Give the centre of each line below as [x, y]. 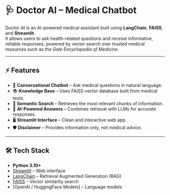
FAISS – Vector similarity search [46, 181]
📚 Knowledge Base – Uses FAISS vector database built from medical [85, 91]
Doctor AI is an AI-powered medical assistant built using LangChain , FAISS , [84, 28]
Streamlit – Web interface [39, 171]
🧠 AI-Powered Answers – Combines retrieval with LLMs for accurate [84, 109]
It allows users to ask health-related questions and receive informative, [79, 38]
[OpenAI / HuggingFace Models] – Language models [67, 187]
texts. [18, 98]
